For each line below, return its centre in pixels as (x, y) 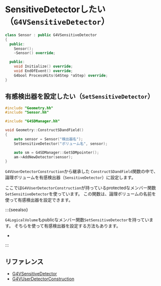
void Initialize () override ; (43, 67)
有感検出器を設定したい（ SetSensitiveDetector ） (80, 97)
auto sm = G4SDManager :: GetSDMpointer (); (56, 153)
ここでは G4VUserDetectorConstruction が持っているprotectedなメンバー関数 (80, 188)
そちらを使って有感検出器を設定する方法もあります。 (68, 226)
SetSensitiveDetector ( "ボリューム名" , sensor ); (61, 144)
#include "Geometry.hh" (29, 108)
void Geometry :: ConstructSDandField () (44, 130)
